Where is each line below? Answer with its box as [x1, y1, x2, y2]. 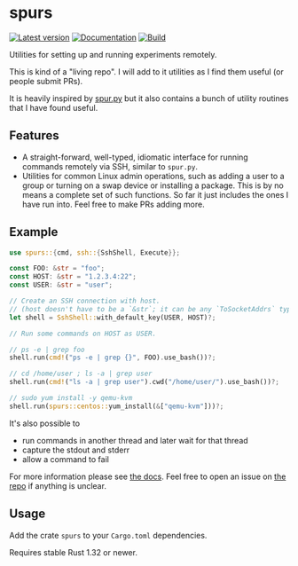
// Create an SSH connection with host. [9, 296, 161, 306]
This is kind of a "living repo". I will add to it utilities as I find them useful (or [9, 66, 284, 77]
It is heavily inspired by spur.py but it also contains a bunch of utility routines [9, 92, 289, 104]
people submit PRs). [9, 75, 83, 86]
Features [9, 128, 59, 144]
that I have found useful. [9, 102, 98, 113]
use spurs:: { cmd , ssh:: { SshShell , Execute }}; [9, 248, 180, 257]
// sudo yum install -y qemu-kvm [9, 394, 133, 403]
